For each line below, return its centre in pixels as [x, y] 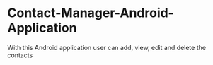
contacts [20, 55]
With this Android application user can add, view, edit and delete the [107, 47]
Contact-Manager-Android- [91, 13]
